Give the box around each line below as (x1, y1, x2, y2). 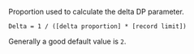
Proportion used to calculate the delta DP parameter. (8, 7, 184, 16)
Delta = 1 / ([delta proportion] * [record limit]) (8, 23, 187, 31)
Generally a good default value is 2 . (8, 36, 127, 46)
